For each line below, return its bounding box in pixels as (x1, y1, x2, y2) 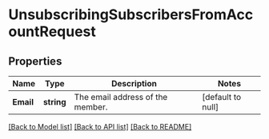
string (42, 97, 66, 107)
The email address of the (74, 92, 168, 102)
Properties (8, 54, 62, 68)
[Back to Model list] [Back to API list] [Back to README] (8, 122, 192, 131)
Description (111, 78, 158, 89)
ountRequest (8, 22, 96, 41)
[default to (202, 92, 242, 102)
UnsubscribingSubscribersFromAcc (8, 6, 254, 24)
